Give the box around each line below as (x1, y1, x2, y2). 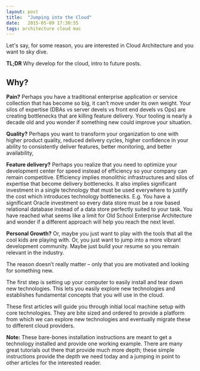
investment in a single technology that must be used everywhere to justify (6, 186, 188, 194)
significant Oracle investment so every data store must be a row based (6, 199, 180, 207)
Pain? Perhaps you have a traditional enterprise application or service (6, 93, 178, 101)
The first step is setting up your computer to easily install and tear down (6, 279, 183, 286)
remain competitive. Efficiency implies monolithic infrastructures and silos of (6, 174, 194, 181)
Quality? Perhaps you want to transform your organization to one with (6, 130, 179, 138)
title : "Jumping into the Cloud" (6, 14, 93, 20)
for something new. (6, 267, 54, 275)
